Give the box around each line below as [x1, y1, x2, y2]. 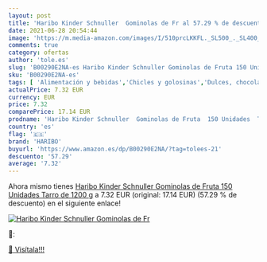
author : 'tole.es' [8, 57, 69, 65]
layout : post [8, 11, 52, 20]
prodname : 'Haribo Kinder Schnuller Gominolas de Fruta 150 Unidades [8, 115, 250, 123]
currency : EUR [8, 93, 56, 101]
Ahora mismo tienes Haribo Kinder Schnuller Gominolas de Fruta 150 [8, 182, 233, 191]
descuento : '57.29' [8, 152, 73, 160]
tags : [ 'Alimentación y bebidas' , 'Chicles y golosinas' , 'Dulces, [8, 78, 233, 86]
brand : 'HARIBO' [8, 137, 62, 146]
